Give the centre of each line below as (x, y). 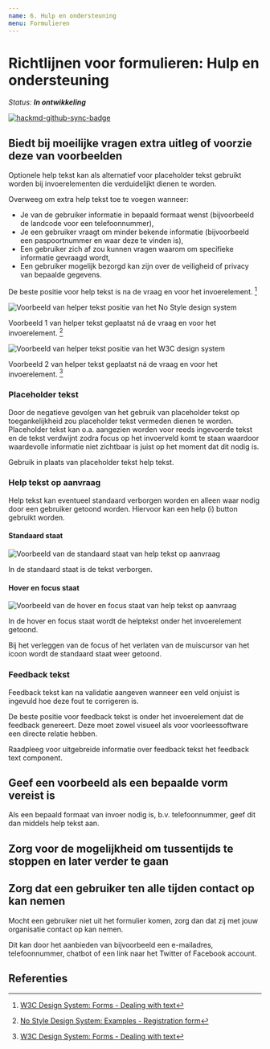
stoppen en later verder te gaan (88, 861)
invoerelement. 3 (36, 373)
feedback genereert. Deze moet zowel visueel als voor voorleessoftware (129, 725)
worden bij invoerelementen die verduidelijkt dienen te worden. (112, 184)
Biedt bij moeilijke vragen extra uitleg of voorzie (130, 143)
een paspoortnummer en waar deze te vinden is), (102, 241)
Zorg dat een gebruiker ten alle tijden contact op (131, 889)
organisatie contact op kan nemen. (66, 929)
